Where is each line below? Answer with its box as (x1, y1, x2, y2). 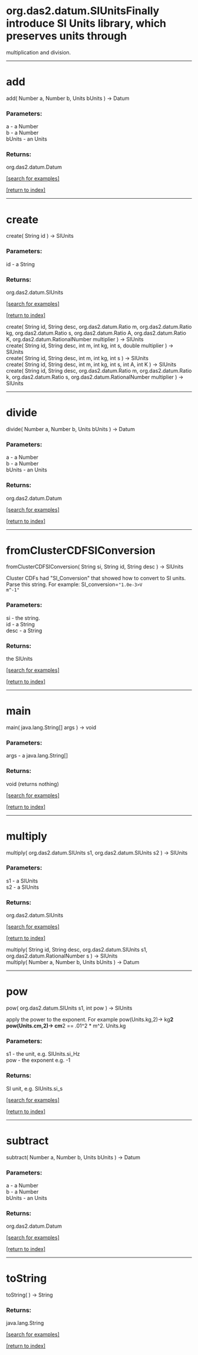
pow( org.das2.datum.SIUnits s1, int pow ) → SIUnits (6, 1004, 133, 1012)
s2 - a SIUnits (6, 883, 39, 891)
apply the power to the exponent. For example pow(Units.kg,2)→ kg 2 (6, 1016, 174, 1023)
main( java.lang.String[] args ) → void (6, 724, 97, 731)
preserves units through (6, 30, 127, 43)
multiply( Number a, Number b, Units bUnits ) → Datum (6, 959, 140, 966)
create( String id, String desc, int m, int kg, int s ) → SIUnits (6, 355, 149, 361)
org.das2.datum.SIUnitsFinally (6, 4, 160, 18)
